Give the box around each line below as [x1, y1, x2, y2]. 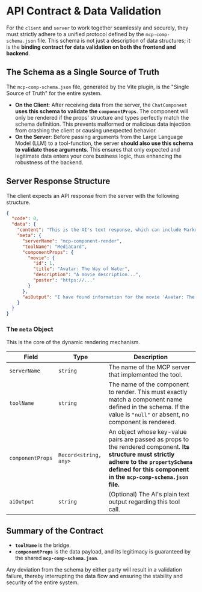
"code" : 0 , [11, 215, 39, 222]
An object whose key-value [108, 428, 187, 436]
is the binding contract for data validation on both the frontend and [6, 43, 176, 51]
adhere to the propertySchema [108, 458, 193, 466]
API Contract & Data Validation [6, 4, 161, 18]
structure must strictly [108, 450, 175, 458]
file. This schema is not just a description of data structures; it [37, 37, 191, 44]
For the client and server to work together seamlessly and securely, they [6, 24, 189, 31]
